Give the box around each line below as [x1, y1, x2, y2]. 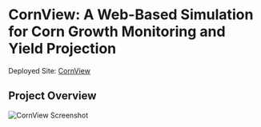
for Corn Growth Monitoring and [8, 22, 226, 41]
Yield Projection [8, 40, 117, 58]
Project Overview [8, 89, 97, 103]
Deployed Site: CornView [8, 65, 90, 75]
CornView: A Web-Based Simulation [8, 6, 254, 24]
